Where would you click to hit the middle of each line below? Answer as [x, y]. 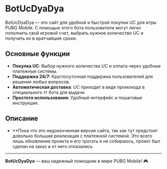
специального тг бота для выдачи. [49, 92]
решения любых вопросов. [41, 82]
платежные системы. [35, 71]
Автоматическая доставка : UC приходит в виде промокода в [79, 87]
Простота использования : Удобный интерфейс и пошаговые [77, 97]
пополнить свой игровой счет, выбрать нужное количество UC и [74, 33]
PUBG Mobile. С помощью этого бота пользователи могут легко [73, 27]
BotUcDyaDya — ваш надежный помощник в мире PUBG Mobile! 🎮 [77, 161]
